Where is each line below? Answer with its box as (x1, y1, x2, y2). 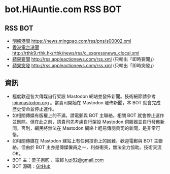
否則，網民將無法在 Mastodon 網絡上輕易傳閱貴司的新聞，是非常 (21, 125, 156, 131)
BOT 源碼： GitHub (12, 163, 51, 169)
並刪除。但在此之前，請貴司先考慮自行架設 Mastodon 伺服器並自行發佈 (12, 119, 160, 125)
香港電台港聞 (12, 44, 39, 50)
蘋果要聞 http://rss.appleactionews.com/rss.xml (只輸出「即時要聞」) (12, 56, 154, 62)
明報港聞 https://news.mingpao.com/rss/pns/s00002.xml (12, 38, 131, 44)
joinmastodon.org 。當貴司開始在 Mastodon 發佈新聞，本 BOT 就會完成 (12, 99, 161, 105)
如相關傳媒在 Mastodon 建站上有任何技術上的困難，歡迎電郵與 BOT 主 (12, 137, 159, 143)
